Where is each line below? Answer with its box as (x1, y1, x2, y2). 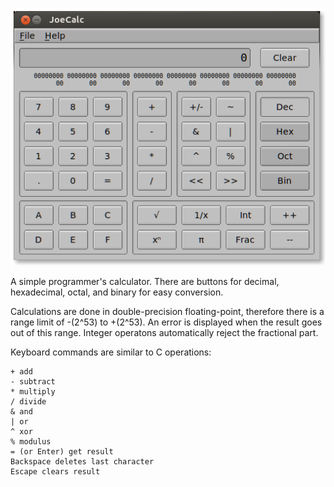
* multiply (10, 387, 56, 397)
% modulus (10, 437, 52, 447)
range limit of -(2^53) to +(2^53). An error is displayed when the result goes (10, 316, 323, 328)
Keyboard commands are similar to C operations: (10, 346, 212, 358)
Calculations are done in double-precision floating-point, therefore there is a (10, 306, 325, 318)
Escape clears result (10, 467, 101, 477)
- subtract (10, 377, 56, 387)
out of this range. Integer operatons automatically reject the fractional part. (10, 327, 319, 339)
